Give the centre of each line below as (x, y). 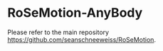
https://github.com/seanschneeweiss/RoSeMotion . (82, 39)
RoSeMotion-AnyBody (75, 13)
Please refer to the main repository (58, 32)
